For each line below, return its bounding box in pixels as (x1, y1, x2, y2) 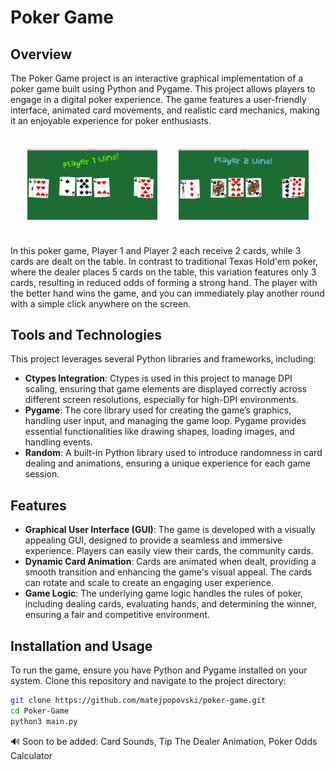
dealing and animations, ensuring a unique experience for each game (24, 457, 311, 470)
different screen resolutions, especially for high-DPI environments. (24, 394, 299, 406)
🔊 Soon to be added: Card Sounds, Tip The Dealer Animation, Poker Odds (10, 735, 318, 747)
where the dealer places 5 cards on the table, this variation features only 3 (10, 266, 317, 278)
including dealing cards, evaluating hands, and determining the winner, (24, 598, 317, 610)
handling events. (24, 436, 94, 448)
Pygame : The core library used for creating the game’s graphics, (24, 404, 292, 416)
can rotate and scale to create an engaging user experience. (24, 577, 274, 589)
